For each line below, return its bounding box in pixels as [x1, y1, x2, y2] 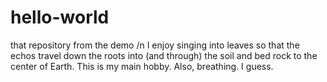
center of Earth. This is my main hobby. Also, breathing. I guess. [10, 60, 274, 72]
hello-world [10, 6, 110, 29]
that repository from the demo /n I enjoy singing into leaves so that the [10, 39, 300, 51]
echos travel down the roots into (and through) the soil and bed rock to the [10, 49, 318, 61]
